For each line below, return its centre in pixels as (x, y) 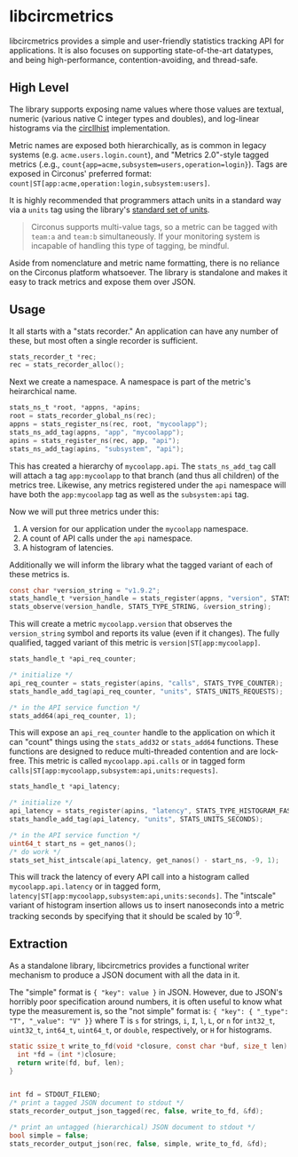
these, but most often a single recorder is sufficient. (103, 340)
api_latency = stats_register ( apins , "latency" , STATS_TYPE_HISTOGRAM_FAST (152, 811)
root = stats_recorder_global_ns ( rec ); (83, 416)
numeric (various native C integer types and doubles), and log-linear (134, 118)
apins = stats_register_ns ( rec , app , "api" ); (94, 440)
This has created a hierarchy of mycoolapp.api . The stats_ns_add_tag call (143, 466)
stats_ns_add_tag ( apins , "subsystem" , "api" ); (97, 449)
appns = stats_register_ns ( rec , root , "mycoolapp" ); (109, 424)
